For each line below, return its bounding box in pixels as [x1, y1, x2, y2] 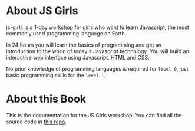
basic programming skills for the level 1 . [6, 71, 106, 78]
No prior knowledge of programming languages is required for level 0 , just [6, 65, 189, 72]
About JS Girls [6, 4, 78, 18]
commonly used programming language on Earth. [6, 30, 127, 37]
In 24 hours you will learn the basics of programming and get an [6, 41, 162, 48]
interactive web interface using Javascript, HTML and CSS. [6, 54, 150, 61]
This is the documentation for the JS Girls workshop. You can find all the [6, 112, 182, 119]
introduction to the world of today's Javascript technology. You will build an [6, 47, 190, 54]
